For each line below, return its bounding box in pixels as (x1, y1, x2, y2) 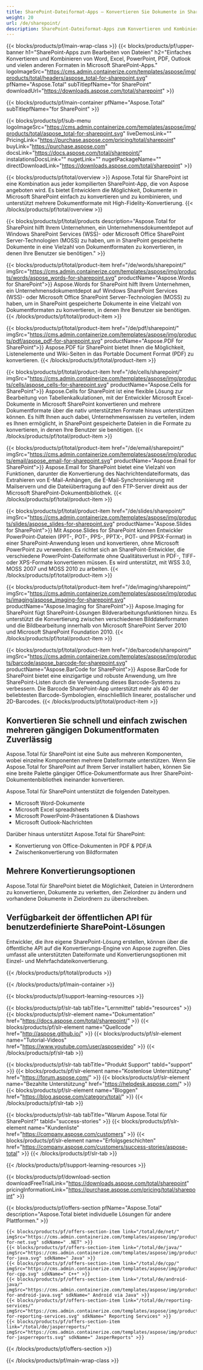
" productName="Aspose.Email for (109, 457, 196, 464)
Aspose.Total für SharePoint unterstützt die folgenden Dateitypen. (6, 788, 170, 795)
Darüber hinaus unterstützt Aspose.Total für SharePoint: (6, 831, 146, 838)
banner (6, 49, 24, 56)
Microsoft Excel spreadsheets (14, 806, 89, 813)
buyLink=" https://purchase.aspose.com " (6, 143, 108, 150)
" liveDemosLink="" (123, 130, 172, 137)
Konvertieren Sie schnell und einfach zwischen (6, 715, 187, 726)
